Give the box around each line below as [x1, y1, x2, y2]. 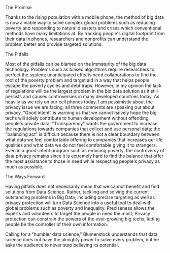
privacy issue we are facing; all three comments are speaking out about [5, 104, 155, 110]
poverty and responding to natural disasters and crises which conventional [5, 25, 161, 31]
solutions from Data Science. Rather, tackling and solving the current [5, 189, 149, 195]
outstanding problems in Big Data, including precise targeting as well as [5, 194, 155, 200]
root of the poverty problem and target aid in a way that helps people [5, 77, 150, 83]
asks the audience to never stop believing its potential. [5, 242, 119, 248]
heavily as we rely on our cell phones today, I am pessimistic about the [5, 99, 153, 105]
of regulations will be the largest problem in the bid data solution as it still [5, 88, 158, 94]
